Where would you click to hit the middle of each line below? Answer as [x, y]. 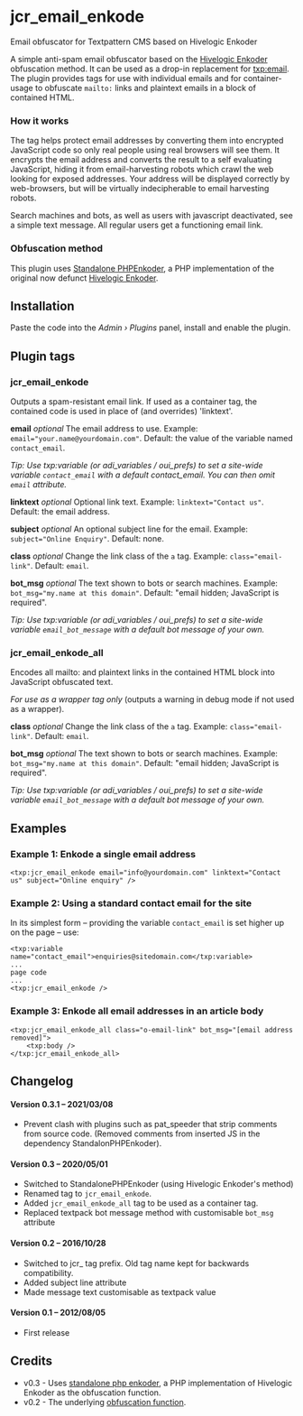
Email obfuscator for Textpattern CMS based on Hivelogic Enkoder [134, 42]
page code [29, 973]
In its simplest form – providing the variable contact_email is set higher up [147, 923]
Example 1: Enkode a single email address [103, 854]
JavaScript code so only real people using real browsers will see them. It [145, 150]
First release [46, 1332]
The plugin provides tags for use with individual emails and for [126, 78]
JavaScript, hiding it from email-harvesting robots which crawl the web [142, 170]
